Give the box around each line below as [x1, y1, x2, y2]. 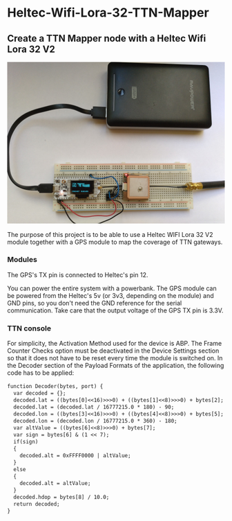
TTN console [7, 324, 52, 333]
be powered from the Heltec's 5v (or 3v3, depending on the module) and [7, 291, 214, 299]
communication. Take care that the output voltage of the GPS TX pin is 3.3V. [7, 306, 224, 315]
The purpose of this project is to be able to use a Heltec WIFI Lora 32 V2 [7, 230, 213, 238]
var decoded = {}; [13, 390, 67, 397]
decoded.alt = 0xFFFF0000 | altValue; [19, 452, 131, 459]
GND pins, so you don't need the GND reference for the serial [7, 299, 182, 307]
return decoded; [13, 501, 60, 508]
